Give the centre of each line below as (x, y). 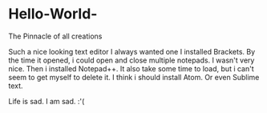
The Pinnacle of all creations (55, 36)
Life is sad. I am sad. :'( (47, 101)
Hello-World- (53, 14)
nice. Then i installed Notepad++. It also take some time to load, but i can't (131, 68)
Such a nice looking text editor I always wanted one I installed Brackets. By (132, 51)
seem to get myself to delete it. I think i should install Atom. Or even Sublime (134, 77)
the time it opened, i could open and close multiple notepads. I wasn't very (131, 60)
